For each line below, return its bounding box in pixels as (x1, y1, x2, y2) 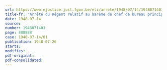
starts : (5, 44, 21, 49)
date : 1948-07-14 (5, 16, 41, 21)
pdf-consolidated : (5, 58, 43, 63)
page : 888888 (5, 30, 32, 35)
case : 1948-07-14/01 (5, 35, 48, 40)
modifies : (5, 48, 26, 53)
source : (5, 21, 21, 26)
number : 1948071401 (5, 26, 46, 31)
